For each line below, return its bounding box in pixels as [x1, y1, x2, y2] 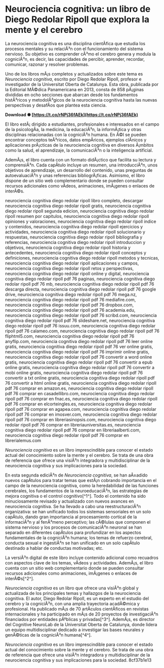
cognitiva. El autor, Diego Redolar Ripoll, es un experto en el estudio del [5, 595, 149, 601]
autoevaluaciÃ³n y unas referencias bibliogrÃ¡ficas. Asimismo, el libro [5, 172, 145, 178]
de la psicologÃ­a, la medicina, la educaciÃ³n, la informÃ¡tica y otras [5, 126, 141, 132]
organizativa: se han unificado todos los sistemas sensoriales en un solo [5, 508, 151, 514]
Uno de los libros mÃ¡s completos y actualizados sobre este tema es [5, 71, 143, 77]
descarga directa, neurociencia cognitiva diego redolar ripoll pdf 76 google [5, 286, 156, 292]
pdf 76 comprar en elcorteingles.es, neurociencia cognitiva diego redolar [5, 401, 153, 407]
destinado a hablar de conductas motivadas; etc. [5, 545, 104, 551]
